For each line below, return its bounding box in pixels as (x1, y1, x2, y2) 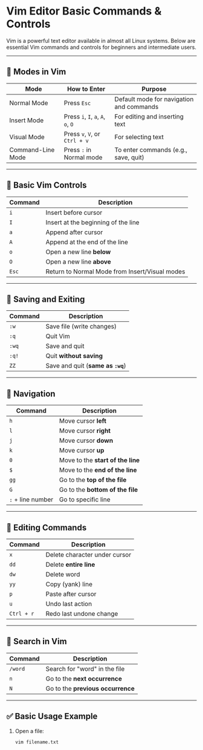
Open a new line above (45, 257, 112, 266)
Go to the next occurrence (45, 674, 122, 683)
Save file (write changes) (45, 322, 117, 331)
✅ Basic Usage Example (6, 711, 98, 722)
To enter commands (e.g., (114, 145, 188, 154)
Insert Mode (9, 116, 44, 125)
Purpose (141, 85, 167, 93)
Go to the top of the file (59, 476, 127, 484)
